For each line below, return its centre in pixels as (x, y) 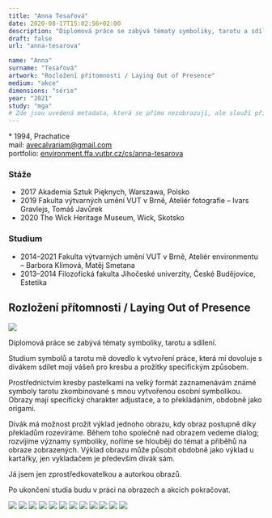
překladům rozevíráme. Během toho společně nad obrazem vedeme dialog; (134, 432)
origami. (22, 408)
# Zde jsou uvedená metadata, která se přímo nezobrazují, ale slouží (130, 113)
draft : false (30, 38)
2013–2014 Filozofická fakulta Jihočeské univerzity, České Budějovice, (138, 274)
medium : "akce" (34, 83)
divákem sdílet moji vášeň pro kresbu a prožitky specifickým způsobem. (129, 367)
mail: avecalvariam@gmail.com (60, 145)
